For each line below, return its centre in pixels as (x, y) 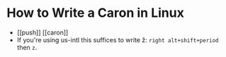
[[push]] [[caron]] (43, 32)
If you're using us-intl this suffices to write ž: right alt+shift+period (118, 39)
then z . (27, 47)
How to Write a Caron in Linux (96, 13)
